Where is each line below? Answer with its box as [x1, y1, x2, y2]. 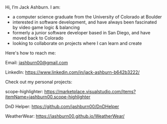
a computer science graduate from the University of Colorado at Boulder [12, 14, 162, 19]
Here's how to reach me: [5, 50, 56, 56]
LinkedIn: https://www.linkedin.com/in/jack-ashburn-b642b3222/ [5, 69, 140, 75]
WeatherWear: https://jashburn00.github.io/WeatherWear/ [5, 113, 125, 119]
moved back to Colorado [12, 35, 63, 41]
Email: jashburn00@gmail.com [5, 60, 68, 65]
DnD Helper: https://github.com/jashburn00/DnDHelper [5, 104, 119, 109]
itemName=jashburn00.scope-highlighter [5, 94, 91, 100]
